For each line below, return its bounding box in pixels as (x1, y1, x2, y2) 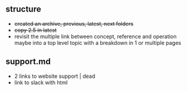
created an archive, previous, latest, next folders (14, 20, 134, 27)
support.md (5, 56, 51, 67)
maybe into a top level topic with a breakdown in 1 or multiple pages (14, 39, 182, 46)
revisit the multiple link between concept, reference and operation (14, 32, 177, 40)
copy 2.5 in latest (14, 26, 57, 34)
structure (5, 4, 41, 14)
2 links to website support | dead (14, 72, 96, 80)
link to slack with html (14, 78, 68, 86)
